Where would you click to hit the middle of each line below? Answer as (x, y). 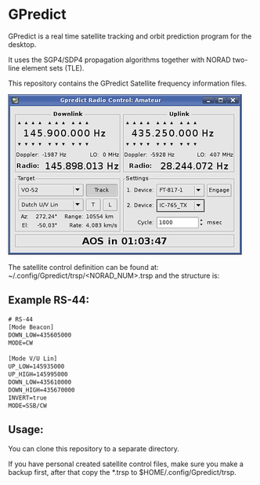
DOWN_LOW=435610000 (40, 382)
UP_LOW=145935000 (36, 366)
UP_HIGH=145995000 (38, 374)
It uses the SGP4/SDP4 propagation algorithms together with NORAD (119, 60)
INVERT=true (27, 398)
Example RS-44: (49, 300)
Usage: (26, 430)
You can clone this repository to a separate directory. (94, 448)
